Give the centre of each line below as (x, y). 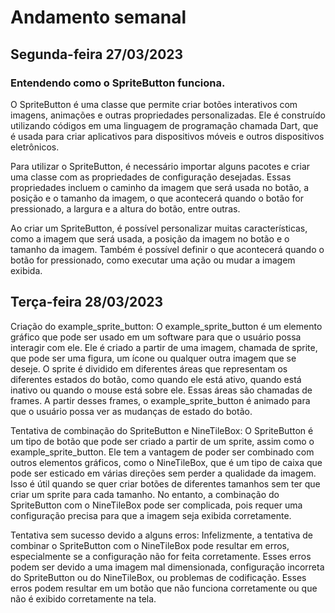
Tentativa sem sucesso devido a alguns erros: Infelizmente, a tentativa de (161, 535)
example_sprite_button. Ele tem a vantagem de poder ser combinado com (162, 452)
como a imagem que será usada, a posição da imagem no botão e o (150, 238)
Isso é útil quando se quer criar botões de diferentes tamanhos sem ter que (165, 483)
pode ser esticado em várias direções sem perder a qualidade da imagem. (163, 473)
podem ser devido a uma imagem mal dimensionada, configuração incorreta (167, 567)
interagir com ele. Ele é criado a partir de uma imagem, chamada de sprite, (164, 347)
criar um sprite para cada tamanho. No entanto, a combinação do (145, 494)
